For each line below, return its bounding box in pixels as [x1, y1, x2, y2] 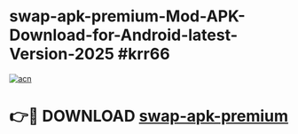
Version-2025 [9, 44, 115, 64]
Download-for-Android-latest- [9, 25, 238, 45]
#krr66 [117, 44, 170, 64]
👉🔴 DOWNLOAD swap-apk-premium [9, 106, 289, 126]
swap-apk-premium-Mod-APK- [9, 6, 246, 27]
